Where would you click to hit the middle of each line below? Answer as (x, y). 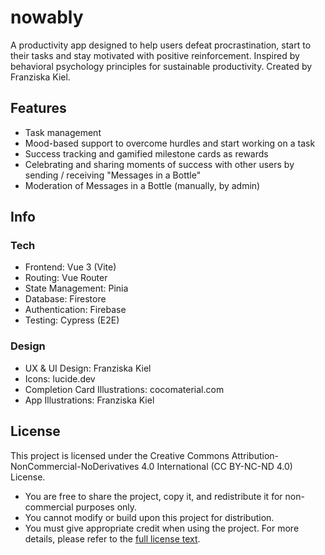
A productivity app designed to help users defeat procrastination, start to (161, 45)
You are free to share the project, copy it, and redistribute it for (153, 496)
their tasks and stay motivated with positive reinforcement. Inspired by (155, 55)
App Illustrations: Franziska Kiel (89, 400)
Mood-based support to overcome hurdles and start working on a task (170, 143)
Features (38, 108)
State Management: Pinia (76, 288)
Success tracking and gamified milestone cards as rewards (146, 153)
